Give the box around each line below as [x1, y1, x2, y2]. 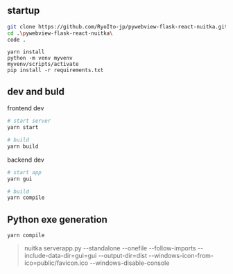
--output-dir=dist [98, 252, 148, 260]
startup [7, 5, 40, 17]
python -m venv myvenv [7, 55, 73, 62]
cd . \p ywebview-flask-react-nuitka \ [7, 30, 113, 37]
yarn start [7, 124, 39, 131]
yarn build [7, 143, 39, 150]
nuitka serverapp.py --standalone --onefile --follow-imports [24, 244, 196, 252]
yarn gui [7, 175, 33, 182]
